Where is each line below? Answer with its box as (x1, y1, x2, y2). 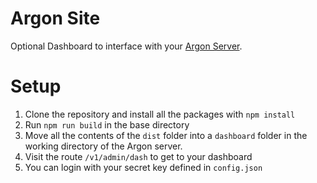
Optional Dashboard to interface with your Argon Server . (10, 40, 243, 52)
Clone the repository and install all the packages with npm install (24, 108, 296, 120)
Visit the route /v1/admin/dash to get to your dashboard (24, 150, 253, 162)
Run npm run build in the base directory (24, 118, 190, 131)
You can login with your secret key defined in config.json (24, 161, 263, 173)
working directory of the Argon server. (24, 140, 183, 152)
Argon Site (10, 7, 101, 30)
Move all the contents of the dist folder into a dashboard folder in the (24, 129, 308, 141)
